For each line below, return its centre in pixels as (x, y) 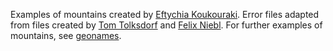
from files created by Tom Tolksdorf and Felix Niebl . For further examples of (166, 25)
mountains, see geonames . (66, 35)
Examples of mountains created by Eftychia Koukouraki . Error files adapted (165, 14)
